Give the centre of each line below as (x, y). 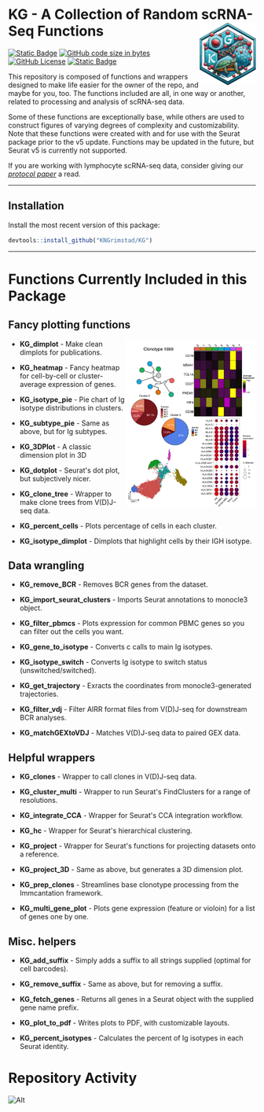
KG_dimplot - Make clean (61, 344)
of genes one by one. (54, 917)
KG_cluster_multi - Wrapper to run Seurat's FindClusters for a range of (135, 792)
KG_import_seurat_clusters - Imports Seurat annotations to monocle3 (134, 600)
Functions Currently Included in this (128, 279)
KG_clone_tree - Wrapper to (66, 494)
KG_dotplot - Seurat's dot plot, (70, 470)
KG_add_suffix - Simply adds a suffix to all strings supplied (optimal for (135, 960)
